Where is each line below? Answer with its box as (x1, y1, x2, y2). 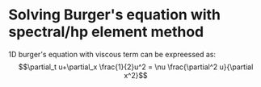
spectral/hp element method (8, 23, 204, 41)
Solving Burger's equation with (8, 6, 221, 24)
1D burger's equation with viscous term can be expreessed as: (8, 49, 217, 59)
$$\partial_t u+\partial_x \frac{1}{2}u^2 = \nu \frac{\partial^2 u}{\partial (18, 62, 254, 72)
